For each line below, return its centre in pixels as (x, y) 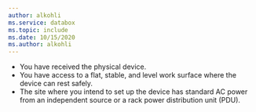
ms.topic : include (38, 30)
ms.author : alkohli (40, 45)
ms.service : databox (42, 23)
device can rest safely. (56, 84)
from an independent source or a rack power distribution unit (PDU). (130, 100)
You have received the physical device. (83, 67)
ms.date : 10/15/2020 (42, 37)
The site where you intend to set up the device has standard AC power (133, 92)
